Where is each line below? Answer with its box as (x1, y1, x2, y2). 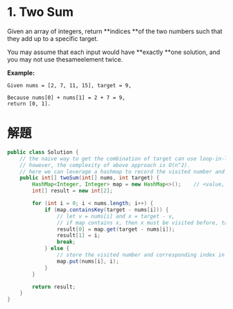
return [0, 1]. (7, 100, 51, 107)
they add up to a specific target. (7, 34, 98, 42)
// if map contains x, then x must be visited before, (56, 219, 218, 226)
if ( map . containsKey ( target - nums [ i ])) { (44, 206, 169, 213)
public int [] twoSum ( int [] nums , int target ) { (19, 175, 159, 182)
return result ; (32, 283, 76, 290)
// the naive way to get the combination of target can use (19, 155, 197, 162)
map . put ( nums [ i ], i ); (56, 258, 119, 265)
